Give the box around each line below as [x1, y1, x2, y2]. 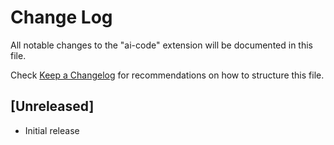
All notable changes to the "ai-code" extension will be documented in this [10, 39, 313, 51]
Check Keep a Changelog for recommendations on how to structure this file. [10, 69, 325, 81]
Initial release [24, 124, 80, 136]
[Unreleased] [10, 98, 95, 115]
